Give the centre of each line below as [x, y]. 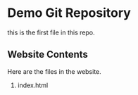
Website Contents [48, 55]
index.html [33, 85]
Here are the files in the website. [55, 71]
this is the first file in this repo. [51, 32]
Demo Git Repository [69, 13]
